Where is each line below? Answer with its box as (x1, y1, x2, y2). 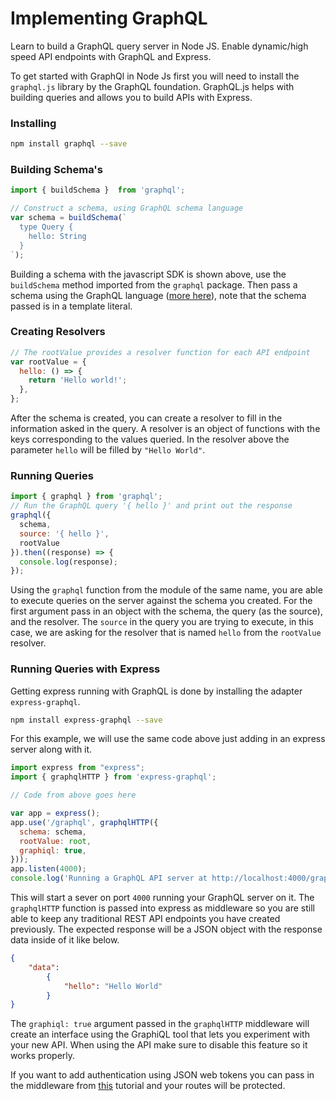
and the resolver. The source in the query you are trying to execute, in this (10, 616, 314, 628)
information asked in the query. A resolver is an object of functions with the (10, 423, 321, 435)
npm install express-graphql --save (10, 715, 163, 725)
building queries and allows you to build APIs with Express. (10, 91, 253, 103)
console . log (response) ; (19, 557, 118, 567)
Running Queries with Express (10, 662, 161, 676)
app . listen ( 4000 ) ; (10, 864, 87, 874)
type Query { (19, 222, 74, 232)
